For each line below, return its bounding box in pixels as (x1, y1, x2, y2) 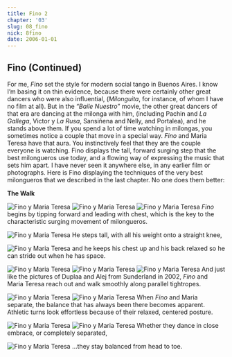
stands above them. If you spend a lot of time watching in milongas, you (7, 124, 213, 132)
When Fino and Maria (136, 293, 198, 302)
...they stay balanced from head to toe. (71, 342, 183, 350)
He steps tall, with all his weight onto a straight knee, (71, 230, 223, 239)
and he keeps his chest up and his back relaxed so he (71, 244, 225, 252)
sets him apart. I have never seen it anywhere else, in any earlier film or (7, 161, 211, 169)
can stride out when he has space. (7, 251, 106, 260)
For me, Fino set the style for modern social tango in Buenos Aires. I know (7, 80, 218, 88)
